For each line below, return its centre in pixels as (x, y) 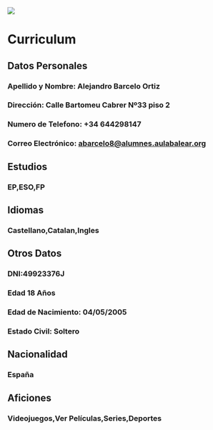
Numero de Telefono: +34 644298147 (74, 124)
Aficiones (29, 397)
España (21, 375)
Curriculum (42, 40)
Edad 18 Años (31, 293)
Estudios (28, 167)
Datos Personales (48, 65)
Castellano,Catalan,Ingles (53, 230)
